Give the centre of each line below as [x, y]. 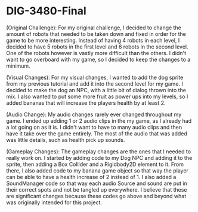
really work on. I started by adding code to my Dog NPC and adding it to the [99, 158]
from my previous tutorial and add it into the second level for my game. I [95, 84]
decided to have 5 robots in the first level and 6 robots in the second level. [98, 47]
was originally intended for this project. [54, 202]
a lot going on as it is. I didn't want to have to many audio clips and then [94, 127]
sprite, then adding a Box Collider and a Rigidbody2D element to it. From [95, 164]
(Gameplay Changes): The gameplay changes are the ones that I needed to [99, 152]
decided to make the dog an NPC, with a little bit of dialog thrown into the [96, 90]
